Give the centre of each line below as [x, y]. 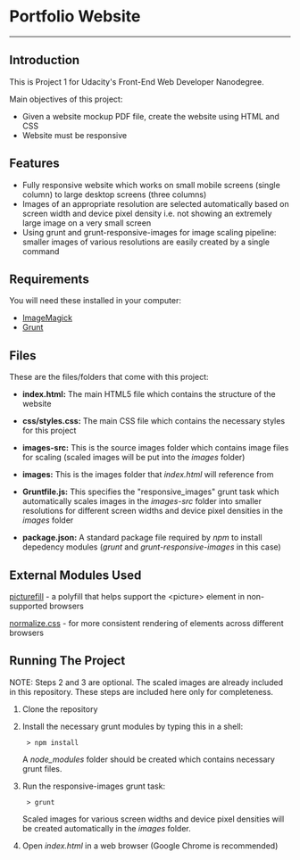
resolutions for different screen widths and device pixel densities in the [153, 511]
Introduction [45, 60]
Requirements [49, 279]
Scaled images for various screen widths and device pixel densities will [153, 819]
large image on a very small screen [87, 223]
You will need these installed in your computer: [95, 301]
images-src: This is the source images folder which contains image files [155, 448]
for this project [49, 431]
